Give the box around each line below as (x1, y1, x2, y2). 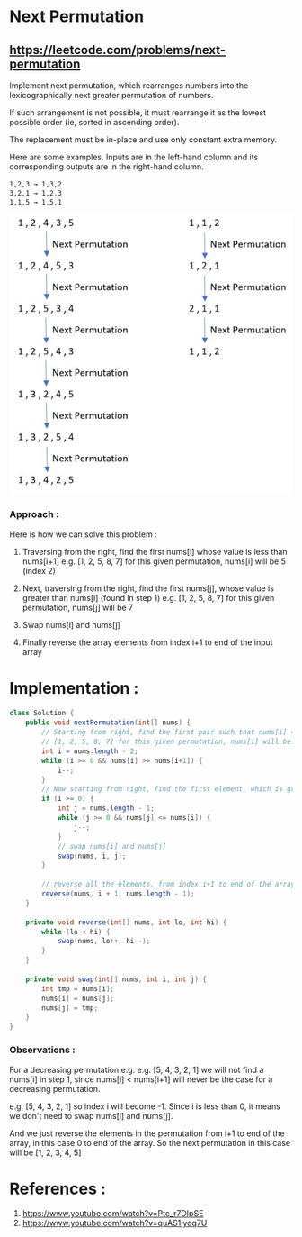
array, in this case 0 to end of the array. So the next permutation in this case (9, 1137, 291, 1148)
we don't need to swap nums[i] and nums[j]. (9, 1110, 173, 1121)
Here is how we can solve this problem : (9, 529, 157, 540)
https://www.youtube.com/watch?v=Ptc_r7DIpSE (22, 1208, 204, 1219)
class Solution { (9, 709, 75, 718)
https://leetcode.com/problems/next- (9, 42, 226, 58)
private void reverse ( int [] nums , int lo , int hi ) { (25, 917, 227, 927)
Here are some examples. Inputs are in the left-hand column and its (9, 151, 259, 162)
